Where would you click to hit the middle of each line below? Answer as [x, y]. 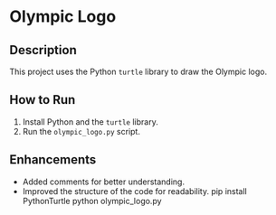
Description [43, 50]
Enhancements [53, 160]
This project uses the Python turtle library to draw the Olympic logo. [138, 71]
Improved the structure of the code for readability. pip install [134, 191]
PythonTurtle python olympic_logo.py [92, 201]
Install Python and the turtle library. [90, 122]
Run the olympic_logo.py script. [81, 131]
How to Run [43, 100]
